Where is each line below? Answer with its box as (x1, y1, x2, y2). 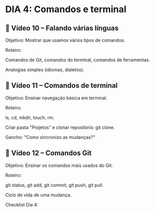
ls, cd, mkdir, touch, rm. (5, 114, 55, 120)
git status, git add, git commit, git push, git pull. (5, 182, 104, 188)
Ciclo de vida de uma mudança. (5, 192, 72, 198)
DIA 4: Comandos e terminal (5, 4, 127, 15)
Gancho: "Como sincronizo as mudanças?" (5, 134, 96, 140)
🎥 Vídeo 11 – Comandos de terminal (5, 81, 118, 90)
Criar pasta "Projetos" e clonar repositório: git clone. (5, 124, 115, 130)
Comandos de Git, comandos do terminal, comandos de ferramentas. (5, 57, 150, 63)
